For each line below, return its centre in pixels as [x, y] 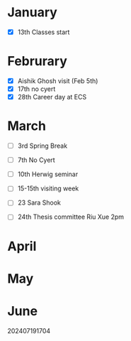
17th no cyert [36, 89]
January [33, 12]
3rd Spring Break [42, 146]
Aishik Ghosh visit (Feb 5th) [58, 81]
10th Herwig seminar [48, 174]
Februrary [37, 61]
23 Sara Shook [39, 202]
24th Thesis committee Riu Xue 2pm [71, 217]
